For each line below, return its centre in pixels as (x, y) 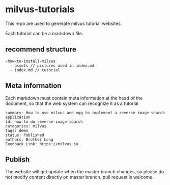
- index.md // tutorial (35, 70)
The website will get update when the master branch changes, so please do (85, 172)
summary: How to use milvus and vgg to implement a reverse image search (85, 113)
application (18, 117)
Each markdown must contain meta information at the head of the (74, 98)
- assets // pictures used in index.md (52, 65)
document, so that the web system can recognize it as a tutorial (72, 103)
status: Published (25, 135)
